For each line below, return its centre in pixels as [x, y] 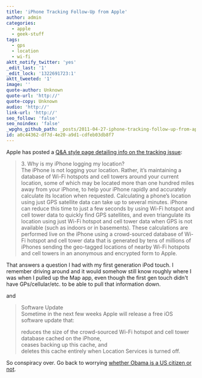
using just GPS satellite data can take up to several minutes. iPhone [104, 202]
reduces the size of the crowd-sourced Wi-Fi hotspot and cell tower [105, 332]
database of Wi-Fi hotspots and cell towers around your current [100, 176]
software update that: [47, 320]
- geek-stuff [28, 34]
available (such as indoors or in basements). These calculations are [104, 228]
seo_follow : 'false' [32, 118]
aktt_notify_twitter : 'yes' [41, 62]
